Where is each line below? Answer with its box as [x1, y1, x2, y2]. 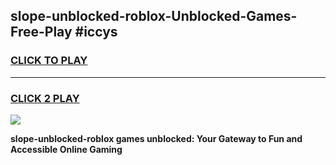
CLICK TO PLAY [10, 54, 88, 68]
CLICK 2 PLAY [10, 91, 80, 105]
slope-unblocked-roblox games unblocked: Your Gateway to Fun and [10, 132, 303, 144]
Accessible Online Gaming [10, 143, 123, 155]
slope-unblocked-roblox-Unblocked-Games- [10, 8, 298, 25]
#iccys [74, 24, 118, 41]
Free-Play [10, 24, 73, 41]
